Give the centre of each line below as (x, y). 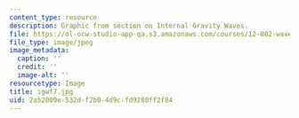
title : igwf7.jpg (41, 91)
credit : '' (37, 67)
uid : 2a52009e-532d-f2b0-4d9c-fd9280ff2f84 (91, 100)
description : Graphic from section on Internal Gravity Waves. (129, 26)
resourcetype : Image (48, 83)
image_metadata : (39, 51)
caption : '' (40, 59)
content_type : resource (53, 17)
